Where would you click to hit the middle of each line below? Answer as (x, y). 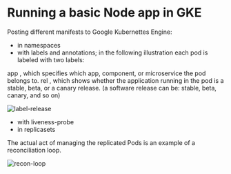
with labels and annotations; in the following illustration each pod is (112, 52)
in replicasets (36, 129)
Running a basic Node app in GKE (104, 13)
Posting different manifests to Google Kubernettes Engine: (90, 32)
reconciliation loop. (34, 150)
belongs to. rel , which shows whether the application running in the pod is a (115, 80)
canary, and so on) (34, 95)
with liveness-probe (46, 122)
